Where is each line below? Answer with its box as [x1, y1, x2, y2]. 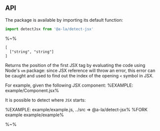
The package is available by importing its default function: [5, 17, 123, 23]
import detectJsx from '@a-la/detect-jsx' [5, 27, 94, 32]
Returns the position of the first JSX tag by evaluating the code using [5, 62, 146, 68]
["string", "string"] [9, 49, 54, 54]
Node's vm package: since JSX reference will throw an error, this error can [5, 67, 156, 73]
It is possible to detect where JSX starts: [5, 97, 86, 103]
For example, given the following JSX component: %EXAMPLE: [5, 82, 133, 88]
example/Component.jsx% [5, 87, 59, 93]
